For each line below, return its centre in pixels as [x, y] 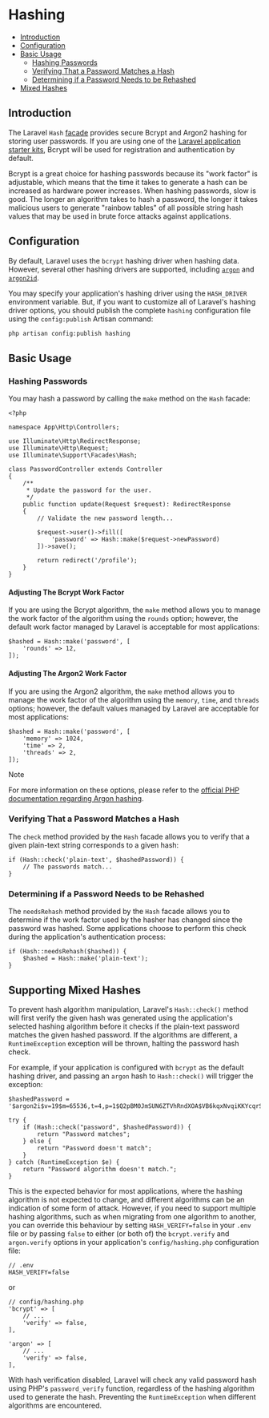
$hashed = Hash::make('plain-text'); [86, 959]
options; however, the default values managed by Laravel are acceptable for [134, 708]
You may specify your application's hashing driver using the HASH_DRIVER [128, 293]
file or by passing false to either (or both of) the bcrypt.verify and [119, 1233]
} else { [37, 1141]
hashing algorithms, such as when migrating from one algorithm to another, [132, 1216]
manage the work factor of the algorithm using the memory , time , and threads [134, 699]
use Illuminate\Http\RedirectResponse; [75, 441]
